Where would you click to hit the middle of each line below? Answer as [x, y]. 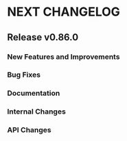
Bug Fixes [24, 75]
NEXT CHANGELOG [63, 12]
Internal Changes [37, 112]
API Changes [29, 130]
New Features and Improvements [63, 57]
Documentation [34, 93]
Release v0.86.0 [43, 37]
